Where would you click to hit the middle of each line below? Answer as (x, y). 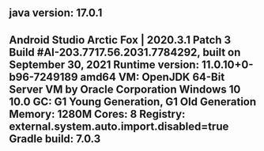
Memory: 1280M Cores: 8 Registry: (97, 114)
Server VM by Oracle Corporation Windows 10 (125, 89)
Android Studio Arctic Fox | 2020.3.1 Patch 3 (120, 40)
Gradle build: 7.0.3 (55, 139)
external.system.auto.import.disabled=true (119, 126)
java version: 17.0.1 (56, 13)
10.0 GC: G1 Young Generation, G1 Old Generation (133, 102)
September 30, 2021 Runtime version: (104, 64)
